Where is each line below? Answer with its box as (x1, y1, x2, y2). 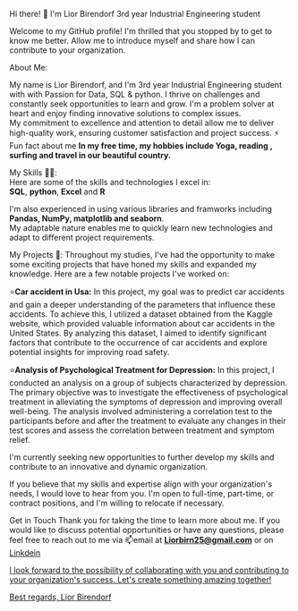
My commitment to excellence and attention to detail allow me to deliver (9, 117, 275, 128)
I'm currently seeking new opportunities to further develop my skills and (9, 452, 275, 462)
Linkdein (9, 547, 41, 558)
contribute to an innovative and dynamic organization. (9, 462, 209, 471)
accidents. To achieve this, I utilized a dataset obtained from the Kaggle (9, 309, 273, 319)
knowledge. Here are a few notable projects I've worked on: (9, 268, 230, 279)
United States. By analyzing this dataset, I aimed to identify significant (9, 327, 267, 338)
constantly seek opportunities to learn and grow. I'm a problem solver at (9, 98, 275, 109)
